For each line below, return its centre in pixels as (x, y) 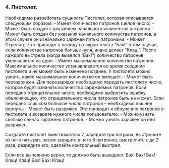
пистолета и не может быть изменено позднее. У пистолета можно (78, 71)
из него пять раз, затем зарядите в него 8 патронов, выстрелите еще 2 (82, 140)
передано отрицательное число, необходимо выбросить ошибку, (76, 93)
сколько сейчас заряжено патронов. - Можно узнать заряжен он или (80, 120)
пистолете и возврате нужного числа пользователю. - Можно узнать (80, 114)
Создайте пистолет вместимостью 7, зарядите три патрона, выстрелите (83, 135)
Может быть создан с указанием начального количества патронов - (79, 29)
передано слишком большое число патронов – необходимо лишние (79, 104)
